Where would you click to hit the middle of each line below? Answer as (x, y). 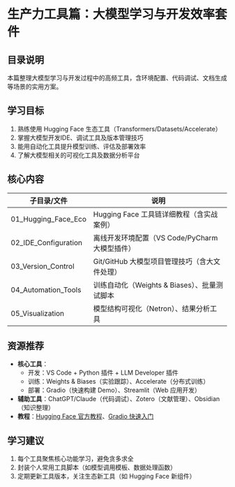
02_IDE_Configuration (46, 242)
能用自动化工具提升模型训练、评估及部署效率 (82, 146)
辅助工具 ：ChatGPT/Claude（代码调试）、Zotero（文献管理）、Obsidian (119, 399)
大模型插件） (114, 248)
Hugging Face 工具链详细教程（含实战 (156, 214)
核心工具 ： (33, 364)
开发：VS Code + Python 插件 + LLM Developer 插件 (103, 373)
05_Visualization (38, 313)
